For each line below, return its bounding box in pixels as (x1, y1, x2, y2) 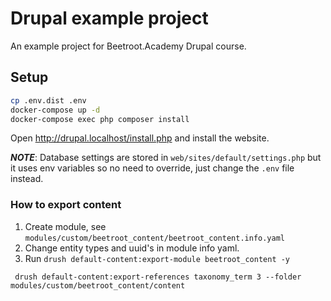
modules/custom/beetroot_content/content (10, 280, 186, 291)
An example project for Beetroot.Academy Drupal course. (10, 40, 247, 52)
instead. (10, 173, 44, 185)
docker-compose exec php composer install (10, 114, 190, 124)
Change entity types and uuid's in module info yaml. (24, 242, 240, 254)
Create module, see (24, 220, 107, 232)
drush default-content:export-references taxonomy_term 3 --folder (14, 272, 302, 282)
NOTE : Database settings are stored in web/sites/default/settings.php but (10, 152, 322, 164)
